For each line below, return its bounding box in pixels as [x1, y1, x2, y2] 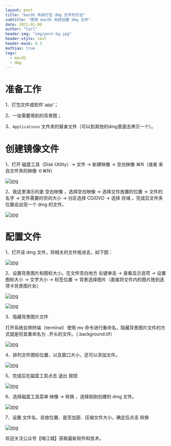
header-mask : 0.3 [5, 41, 42, 46]
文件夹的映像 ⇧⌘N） [9, 168, 55, 174]
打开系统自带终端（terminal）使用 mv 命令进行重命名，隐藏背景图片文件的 [5, 324, 161, 331]
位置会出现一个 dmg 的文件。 [5, 201, 67, 208]
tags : [5, 50, 17, 55]
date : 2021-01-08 [5, 22, 42, 27]
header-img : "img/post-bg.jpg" [5, 31, 72, 36]
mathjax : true [5, 46, 36, 51]
